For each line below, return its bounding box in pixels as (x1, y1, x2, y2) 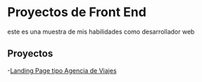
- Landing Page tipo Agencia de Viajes (7, 66, 118, 74)
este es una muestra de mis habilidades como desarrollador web (7, 27, 195, 36)
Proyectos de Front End (7, 4, 146, 20)
